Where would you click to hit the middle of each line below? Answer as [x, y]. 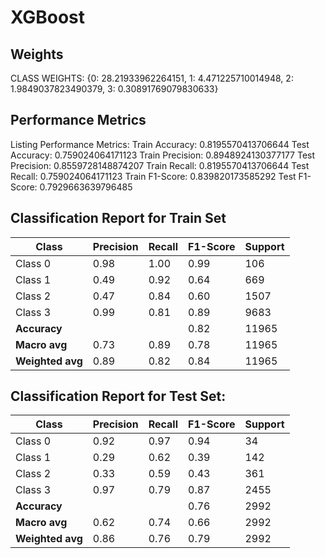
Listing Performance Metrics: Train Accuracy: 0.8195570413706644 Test [160, 144]
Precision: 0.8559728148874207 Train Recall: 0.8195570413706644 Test [160, 165]
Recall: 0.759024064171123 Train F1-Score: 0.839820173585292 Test [153, 176]
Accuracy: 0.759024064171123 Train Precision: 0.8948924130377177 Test [163, 155]
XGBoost [48, 17]
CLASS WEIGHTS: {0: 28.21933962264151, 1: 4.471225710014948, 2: [152, 78]
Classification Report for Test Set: [118, 396]
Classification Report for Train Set [118, 218]
